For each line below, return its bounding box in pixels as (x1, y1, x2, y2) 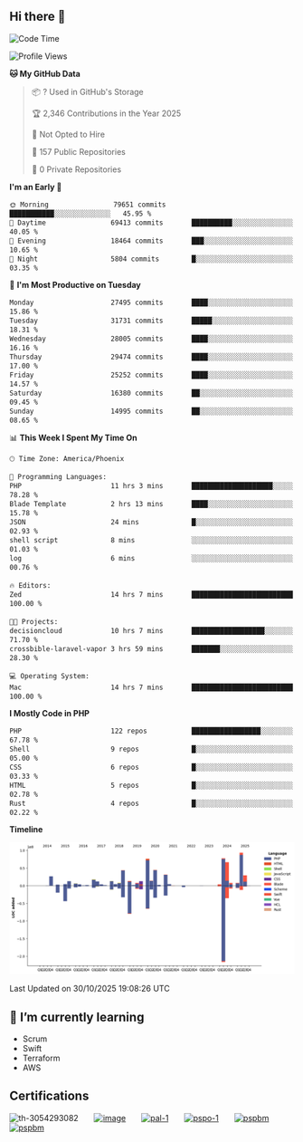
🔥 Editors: (9, 581, 52, 590)
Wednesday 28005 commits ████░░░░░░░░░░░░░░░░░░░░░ (9, 334, 294, 343)
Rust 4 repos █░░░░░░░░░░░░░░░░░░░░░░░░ (9, 799, 294, 808)
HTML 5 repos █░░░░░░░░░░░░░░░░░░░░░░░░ (9, 781, 294, 790)
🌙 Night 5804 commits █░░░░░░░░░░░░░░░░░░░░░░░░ (9, 254, 294, 264)
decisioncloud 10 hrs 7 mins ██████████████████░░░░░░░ (9, 626, 294, 635)
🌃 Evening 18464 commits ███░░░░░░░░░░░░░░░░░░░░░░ (9, 236, 294, 245)
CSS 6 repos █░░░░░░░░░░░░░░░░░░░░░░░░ (9, 763, 294, 772)
